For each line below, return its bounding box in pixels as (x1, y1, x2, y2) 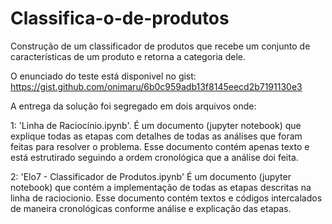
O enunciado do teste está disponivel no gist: (10, 70, 197, 82)
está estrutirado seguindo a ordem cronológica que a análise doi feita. (10, 151, 299, 163)
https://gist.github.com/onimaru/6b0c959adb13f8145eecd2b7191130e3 (10, 80, 303, 92)
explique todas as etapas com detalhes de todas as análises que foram (10, 130, 303, 142)
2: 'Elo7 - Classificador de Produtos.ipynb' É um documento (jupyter (10, 170, 292, 182)
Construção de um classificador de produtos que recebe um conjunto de (10, 40, 311, 52)
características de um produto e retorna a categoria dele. (10, 50, 246, 62)
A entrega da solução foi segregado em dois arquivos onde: (10, 100, 257, 112)
